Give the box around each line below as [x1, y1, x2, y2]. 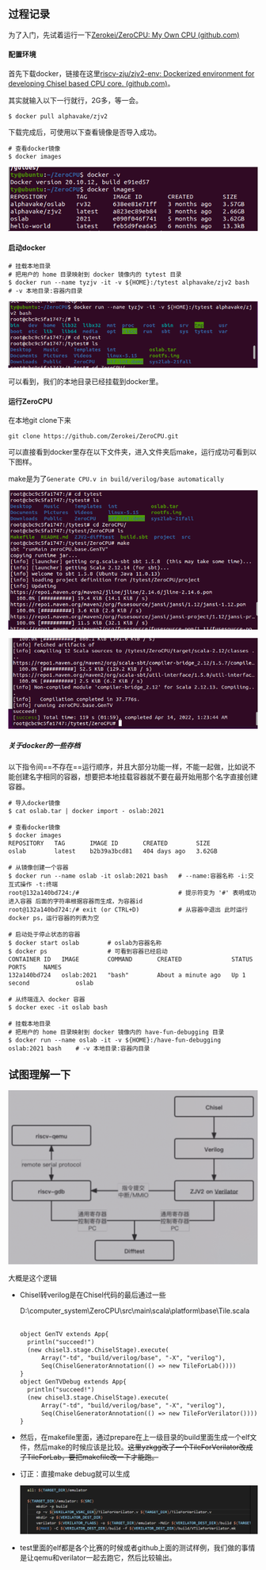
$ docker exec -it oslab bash [8, 1004, 108, 1011]
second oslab [8, 979, 93, 988]
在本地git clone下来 [8, 416, 71, 425]
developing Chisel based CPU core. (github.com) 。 [8, 79, 175, 89]
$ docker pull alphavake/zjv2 [8, 113, 108, 121]
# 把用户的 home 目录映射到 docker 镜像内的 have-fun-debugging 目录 [8, 1028, 225, 1037]
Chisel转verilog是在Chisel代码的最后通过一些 [19, 1290, 166, 1299]
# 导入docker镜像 [8, 800, 61, 808]
